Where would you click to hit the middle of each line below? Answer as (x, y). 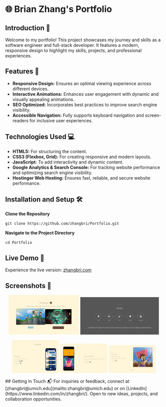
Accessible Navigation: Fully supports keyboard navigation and (78, 115)
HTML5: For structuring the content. (50, 151)
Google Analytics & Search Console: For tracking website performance (86, 167)
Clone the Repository (27, 214)
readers (20, 120)
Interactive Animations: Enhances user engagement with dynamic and (85, 94)
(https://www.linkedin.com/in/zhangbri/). (47, 394)
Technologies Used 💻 (40, 137)
